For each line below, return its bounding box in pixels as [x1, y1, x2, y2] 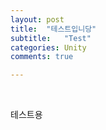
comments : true [10, 52, 74, 62]
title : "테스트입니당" [10, 24, 97, 34]
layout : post [10, 14, 65, 25]
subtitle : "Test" [10, 33, 92, 43]
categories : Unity [10, 42, 87, 53]
